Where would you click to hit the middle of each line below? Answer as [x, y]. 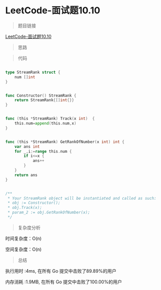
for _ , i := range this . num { [43, 151]
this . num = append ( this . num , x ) [45, 124]
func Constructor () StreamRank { [41, 95]
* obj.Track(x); [25, 208]
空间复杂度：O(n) [24, 249]
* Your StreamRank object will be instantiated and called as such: [82, 198]
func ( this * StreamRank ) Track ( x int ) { [50, 119]
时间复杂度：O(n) [24, 238]
